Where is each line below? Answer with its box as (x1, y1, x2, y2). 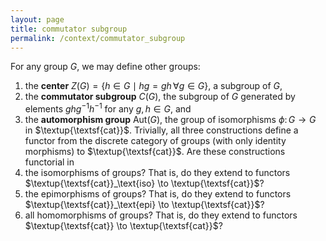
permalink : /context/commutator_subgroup (10, 33, 186, 43)
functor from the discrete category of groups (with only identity (24, 135, 287, 147)
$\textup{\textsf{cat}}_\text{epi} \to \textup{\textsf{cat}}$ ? (24, 199, 265, 211)
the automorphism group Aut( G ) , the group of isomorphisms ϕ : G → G (24, 114, 317, 126)
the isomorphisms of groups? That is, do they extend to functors (24, 167, 291, 179)
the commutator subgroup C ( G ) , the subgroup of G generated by (24, 91, 296, 103)
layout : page (10, 14, 65, 25)
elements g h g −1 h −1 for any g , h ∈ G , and (24, 101, 192, 115)
